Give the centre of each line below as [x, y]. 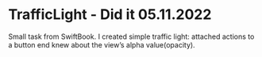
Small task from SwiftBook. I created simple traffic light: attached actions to [131, 36]
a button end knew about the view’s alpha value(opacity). [102, 44]
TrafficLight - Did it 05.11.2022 [110, 15]
